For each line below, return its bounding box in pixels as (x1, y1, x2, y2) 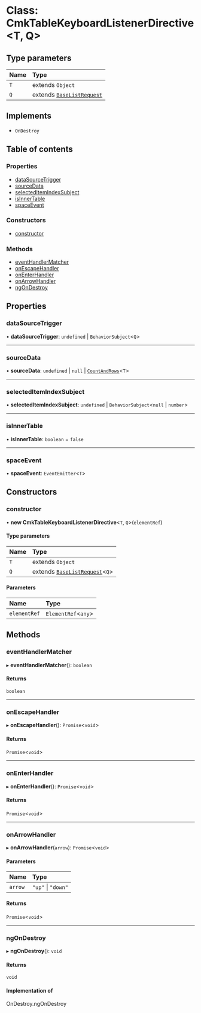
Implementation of (6, 987, 53, 994)
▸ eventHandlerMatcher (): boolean (6, 661, 93, 668)
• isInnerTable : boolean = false (6, 435, 84, 442)
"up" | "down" (32, 883, 69, 891)
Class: (6, 4, 39, 17)
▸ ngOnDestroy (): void (6, 947, 62, 954)
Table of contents (6, 144, 73, 155)
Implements (6, 111, 52, 121)
